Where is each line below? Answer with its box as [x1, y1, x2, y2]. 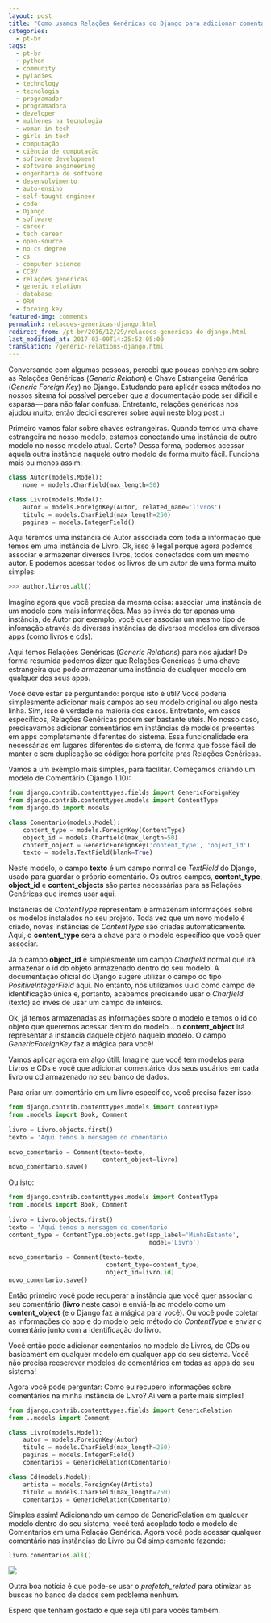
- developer [15, 110, 56, 118]
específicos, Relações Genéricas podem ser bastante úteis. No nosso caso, [8, 715, 260, 725]
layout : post [8, 11, 52, 20]
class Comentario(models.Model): [8, 818, 121, 826]
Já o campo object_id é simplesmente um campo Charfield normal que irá [8, 955, 256, 965]
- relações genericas [15, 275, 89, 283]
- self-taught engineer [15, 192, 95, 201]
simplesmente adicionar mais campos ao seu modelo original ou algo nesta [8, 697, 258, 708]
